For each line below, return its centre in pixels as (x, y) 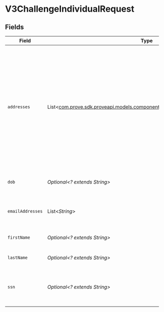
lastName (18, 258)
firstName (19, 238)
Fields (15, 27)
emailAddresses (25, 211)
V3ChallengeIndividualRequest (70, 9)
